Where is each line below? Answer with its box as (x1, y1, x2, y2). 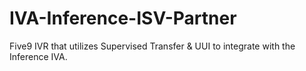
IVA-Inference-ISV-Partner (9, 7, 237, 30)
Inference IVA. (9, 50, 68, 62)
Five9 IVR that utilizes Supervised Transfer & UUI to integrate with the (9, 40, 296, 52)
